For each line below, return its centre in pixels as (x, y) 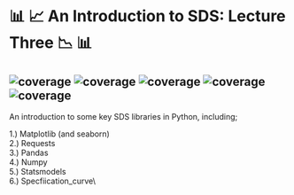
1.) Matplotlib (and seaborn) (60, 134)
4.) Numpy (28, 162)
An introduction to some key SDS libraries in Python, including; (124, 117)
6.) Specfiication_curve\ (52, 181)
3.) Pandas (29, 152)
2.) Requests (32, 143)
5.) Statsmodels (38, 172)
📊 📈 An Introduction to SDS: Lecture (147, 16)
